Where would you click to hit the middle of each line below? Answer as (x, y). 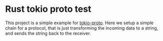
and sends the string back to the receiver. (48, 33)
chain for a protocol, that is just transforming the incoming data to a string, (82, 28)
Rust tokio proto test (48, 9)
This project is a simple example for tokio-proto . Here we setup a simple (79, 23)
